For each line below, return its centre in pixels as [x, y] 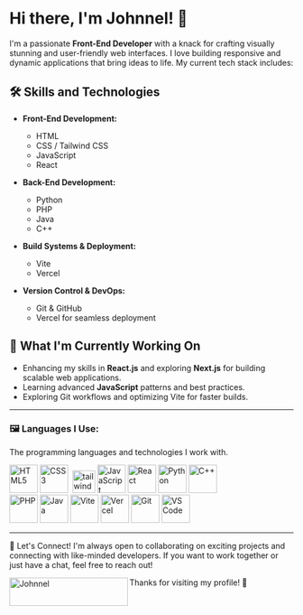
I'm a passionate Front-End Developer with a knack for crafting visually [142, 43]
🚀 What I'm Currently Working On [105, 346]
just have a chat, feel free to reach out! [81, 564]
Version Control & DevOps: [73, 290]
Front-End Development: [69, 118]
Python [49, 200]
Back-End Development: [69, 182]
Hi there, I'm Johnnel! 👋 [99, 19]
